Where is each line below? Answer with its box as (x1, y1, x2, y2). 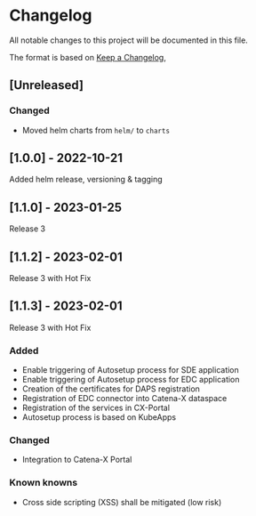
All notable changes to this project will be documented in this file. (9, 35, 249, 45)
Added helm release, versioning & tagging (9, 174, 163, 185)
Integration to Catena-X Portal (21, 455, 132, 465)
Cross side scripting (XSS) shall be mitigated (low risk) (21, 496, 222, 507)
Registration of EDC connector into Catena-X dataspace (21, 393, 228, 404)
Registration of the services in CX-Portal (21, 402, 171, 414)
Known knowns (9, 477, 78, 489)
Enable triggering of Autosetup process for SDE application (21, 365, 240, 375)
